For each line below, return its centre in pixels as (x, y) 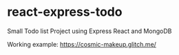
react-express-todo (65, 12)
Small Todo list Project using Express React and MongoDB (89, 31)
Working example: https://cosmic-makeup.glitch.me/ (82, 44)
